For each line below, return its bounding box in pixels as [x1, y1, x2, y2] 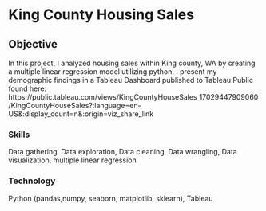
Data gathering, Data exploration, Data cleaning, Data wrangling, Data [8, 147, 237, 157]
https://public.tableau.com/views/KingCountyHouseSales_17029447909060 [8, 92, 259, 101]
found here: [8, 84, 46, 93]
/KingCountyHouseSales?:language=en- [8, 101, 141, 110]
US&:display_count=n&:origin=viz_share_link [8, 109, 154, 119]
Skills [8, 129, 30, 140]
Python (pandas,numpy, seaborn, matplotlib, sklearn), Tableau [8, 193, 213, 203]
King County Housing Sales [8, 6, 194, 24]
